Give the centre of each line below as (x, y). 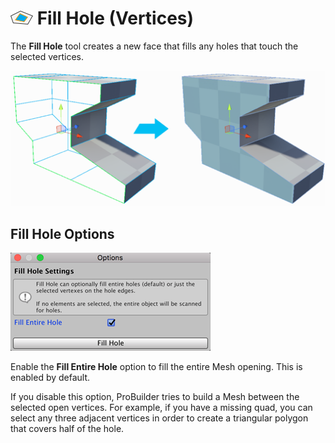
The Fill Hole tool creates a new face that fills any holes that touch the (154, 46)
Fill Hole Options (62, 233)
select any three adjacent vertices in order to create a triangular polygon (159, 418)
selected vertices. (47, 56)
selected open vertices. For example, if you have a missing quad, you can (161, 408)
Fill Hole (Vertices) (115, 18)
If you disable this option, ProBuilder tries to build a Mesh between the (155, 397)
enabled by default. (50, 378)
